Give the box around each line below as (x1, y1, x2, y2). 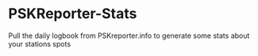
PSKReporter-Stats (8, 5, 137, 23)
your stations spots (8, 39, 71, 48)
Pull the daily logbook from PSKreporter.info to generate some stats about (8, 31, 250, 40)
